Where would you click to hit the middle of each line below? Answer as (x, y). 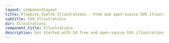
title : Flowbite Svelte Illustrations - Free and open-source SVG (76, 14)
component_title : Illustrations (39, 28)
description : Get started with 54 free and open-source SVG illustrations (85, 33)
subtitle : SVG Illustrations (36, 19)
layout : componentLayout (31, 10)
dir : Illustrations (26, 23)
